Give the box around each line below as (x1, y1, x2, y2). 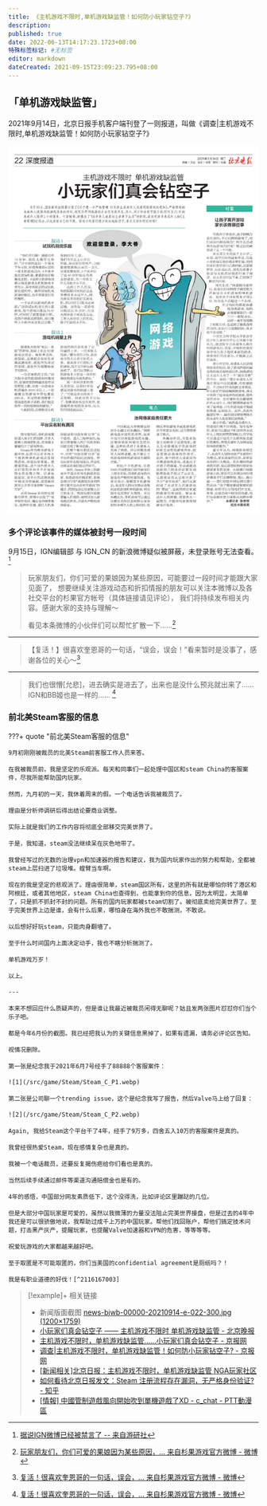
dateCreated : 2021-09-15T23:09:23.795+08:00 (8, 64, 158, 72)
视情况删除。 (8, 1045, 44, 1054)
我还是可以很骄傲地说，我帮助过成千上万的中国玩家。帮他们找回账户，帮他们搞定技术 (8, 1217, 245, 1225)
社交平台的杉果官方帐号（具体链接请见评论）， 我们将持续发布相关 (27, 593, 242, 603)
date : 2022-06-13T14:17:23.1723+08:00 (8, 38, 137, 46)
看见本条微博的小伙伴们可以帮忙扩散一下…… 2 (27, 619, 176, 630)
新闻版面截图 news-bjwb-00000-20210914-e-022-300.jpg (39, 1307, 232, 1317)
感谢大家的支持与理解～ (41, 603, 119, 613)
